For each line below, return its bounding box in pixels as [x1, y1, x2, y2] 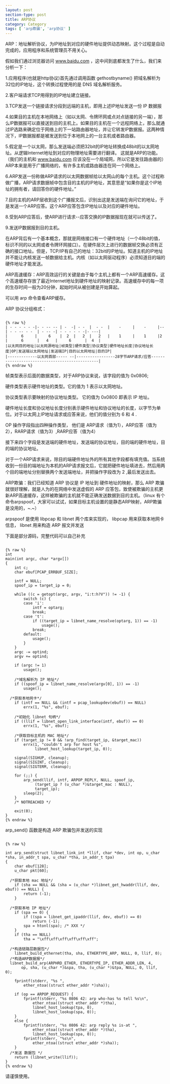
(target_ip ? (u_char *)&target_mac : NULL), [35, 782, 133, 787]
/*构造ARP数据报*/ [10, 956, 45, 961]
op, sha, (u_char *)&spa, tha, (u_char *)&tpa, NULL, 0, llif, [21, 965, 158, 970]
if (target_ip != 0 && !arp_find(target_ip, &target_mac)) [14, 738, 142, 743]
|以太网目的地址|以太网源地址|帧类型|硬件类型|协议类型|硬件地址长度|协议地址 [5, 343, 150, 349]
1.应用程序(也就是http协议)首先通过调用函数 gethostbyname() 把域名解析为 [5, 75, 161, 81]
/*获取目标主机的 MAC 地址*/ [14, 733, 70, 738]
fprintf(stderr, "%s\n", [23, 1036, 76, 1041]
